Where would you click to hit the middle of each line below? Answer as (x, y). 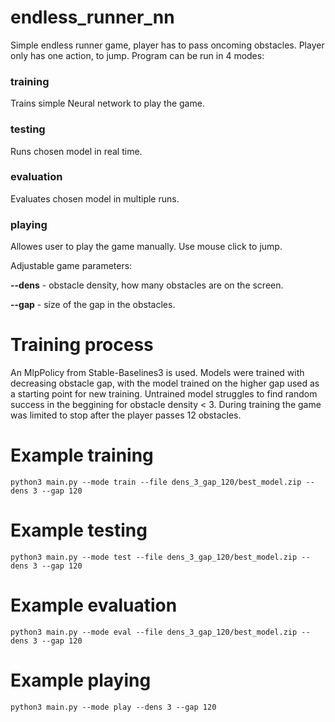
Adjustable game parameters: (71, 266)
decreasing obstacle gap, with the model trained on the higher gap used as (165, 383)
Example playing (81, 680)
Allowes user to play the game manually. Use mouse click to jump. (146, 247)
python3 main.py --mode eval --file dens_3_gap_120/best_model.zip (154, 632)
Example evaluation (94, 605)
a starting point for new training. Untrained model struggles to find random (164, 394)
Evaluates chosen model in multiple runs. (95, 198)
